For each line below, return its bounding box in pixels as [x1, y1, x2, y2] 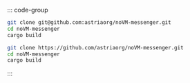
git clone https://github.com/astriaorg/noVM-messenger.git [7, 44, 184, 51]
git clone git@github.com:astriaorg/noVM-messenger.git [7, 19, 171, 26]
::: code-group [7, 6, 48, 14]
